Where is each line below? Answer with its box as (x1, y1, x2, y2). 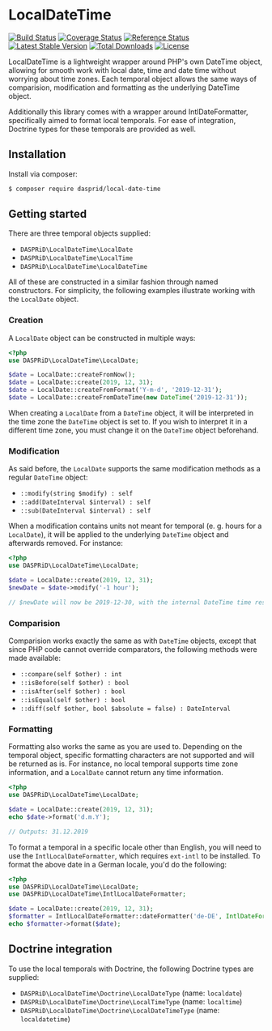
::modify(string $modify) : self (19, 490, 134, 498)
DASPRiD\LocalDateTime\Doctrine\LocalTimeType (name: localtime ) (19, 996, 243, 1006)
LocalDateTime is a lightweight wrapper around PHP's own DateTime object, (8, 57, 263, 66)
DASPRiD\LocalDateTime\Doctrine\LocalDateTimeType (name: (19, 1005, 220, 1015)
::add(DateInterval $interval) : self (19, 498, 151, 507)
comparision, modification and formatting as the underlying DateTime (8, 83, 240, 92)
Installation (8, 147, 66, 161)
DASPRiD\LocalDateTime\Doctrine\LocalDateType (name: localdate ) (19, 988, 243, 998)
